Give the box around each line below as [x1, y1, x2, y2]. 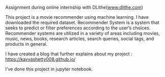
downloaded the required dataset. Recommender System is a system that [5, 20, 159, 25]
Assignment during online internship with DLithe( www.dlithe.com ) [5, 5, 144, 10]
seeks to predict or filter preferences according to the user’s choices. [5, 25, 151, 31]
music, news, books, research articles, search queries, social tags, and [5, 35, 154, 42]
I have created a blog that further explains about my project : [5, 51, 132, 57]
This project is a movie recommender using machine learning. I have [5, 14, 149, 20]
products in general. [5, 41, 47, 47]
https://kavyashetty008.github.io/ [5, 56, 76, 62]
